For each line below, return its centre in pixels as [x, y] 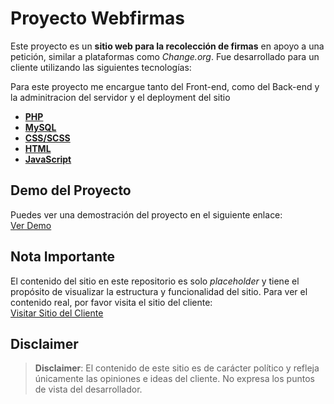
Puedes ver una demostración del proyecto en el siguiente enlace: [146, 214]
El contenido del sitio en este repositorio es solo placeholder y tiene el [155, 281]
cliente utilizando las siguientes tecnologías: [101, 67]
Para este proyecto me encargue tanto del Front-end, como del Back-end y [165, 86]
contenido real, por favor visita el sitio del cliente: [111, 302]
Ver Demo [31, 225]
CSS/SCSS [47, 138]
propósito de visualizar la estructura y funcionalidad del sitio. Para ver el [159, 291]
